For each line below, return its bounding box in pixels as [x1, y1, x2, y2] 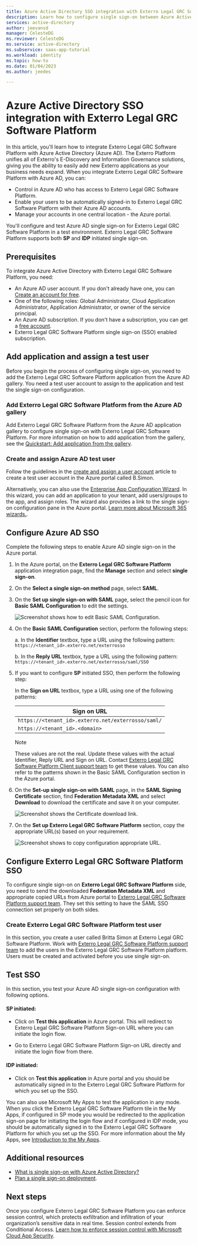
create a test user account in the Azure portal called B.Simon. [6, 474, 155, 481]
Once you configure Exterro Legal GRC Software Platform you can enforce [6, 1207, 186, 1214]
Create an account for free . [14, 291, 81, 298]
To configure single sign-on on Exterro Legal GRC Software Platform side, [6, 881, 186, 888]
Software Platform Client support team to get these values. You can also [14, 762, 189, 770]
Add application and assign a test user [6, 352, 150, 362]
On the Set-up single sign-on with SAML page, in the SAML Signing [14, 787, 182, 794]
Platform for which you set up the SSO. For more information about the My [6, 1129, 186, 1136]
